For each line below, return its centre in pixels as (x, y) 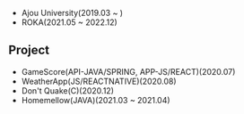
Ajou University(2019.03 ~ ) (72, 13)
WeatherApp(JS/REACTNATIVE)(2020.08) (99, 81)
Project (29, 50)
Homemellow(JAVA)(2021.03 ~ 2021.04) (96, 100)
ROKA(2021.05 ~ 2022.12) (69, 22)
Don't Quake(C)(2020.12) (67, 90)
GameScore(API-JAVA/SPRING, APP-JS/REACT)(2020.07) (128, 71)
